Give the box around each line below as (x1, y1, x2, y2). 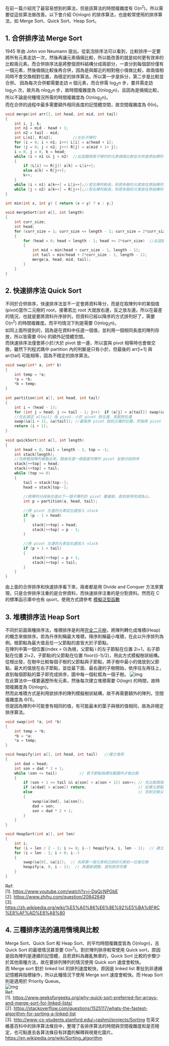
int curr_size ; (14, 219, 46, 224)
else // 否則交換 (23, 790, 160, 795)
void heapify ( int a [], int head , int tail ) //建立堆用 (5, 752, 124, 757)
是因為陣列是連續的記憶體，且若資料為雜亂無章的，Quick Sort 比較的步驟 (5, 953, 156, 959)
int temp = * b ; (14, 729, 46, 734)
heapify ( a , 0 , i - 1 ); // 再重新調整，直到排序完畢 (23, 865, 127, 870)
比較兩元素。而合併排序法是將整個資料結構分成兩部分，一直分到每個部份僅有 (5, 61, 164, 67)
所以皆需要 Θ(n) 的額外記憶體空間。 (14, 333, 88, 339)
